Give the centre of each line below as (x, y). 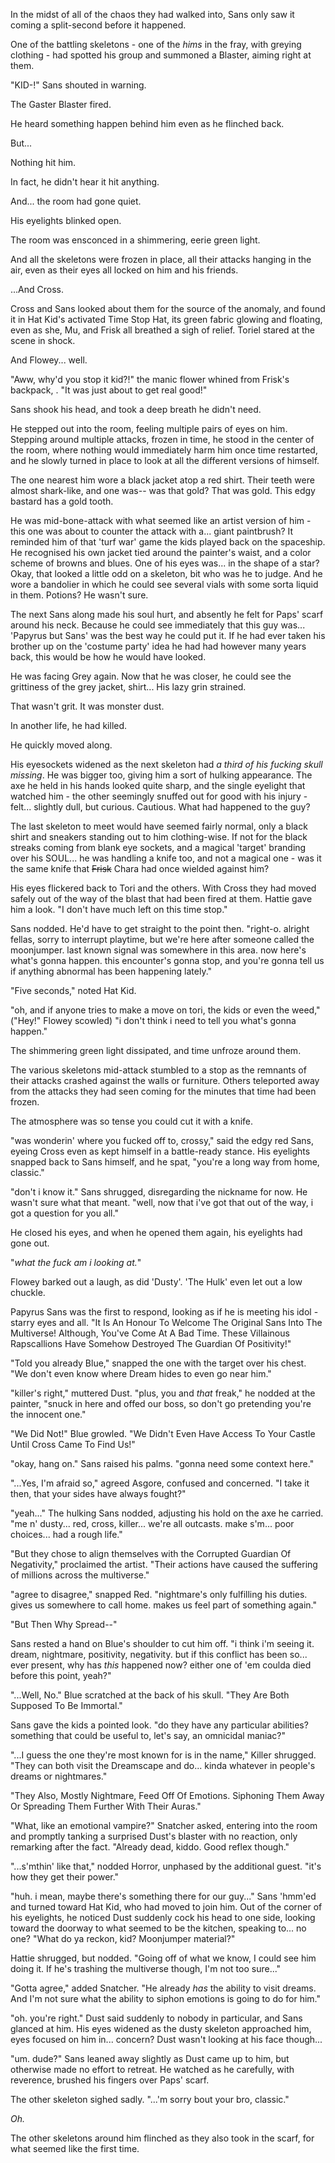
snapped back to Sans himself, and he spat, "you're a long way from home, (165, 1162)
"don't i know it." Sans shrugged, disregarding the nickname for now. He (159, 1192)
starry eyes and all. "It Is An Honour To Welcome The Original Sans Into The (166, 1322)
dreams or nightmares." (59, 1776)
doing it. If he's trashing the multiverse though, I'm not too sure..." (146, 1968)
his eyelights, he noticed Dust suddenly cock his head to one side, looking (163, 1917)
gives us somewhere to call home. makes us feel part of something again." (163, 1605)
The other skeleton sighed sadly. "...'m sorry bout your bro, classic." (150, 2099)
